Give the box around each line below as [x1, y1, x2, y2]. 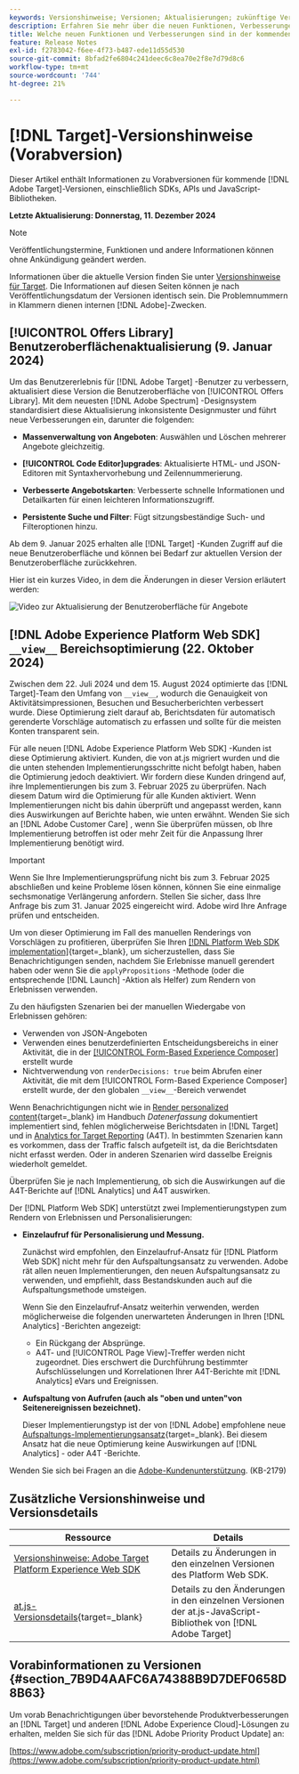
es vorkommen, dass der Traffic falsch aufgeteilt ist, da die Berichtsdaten [9, 1140, 279, 1151]
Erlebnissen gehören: [9, 1011, 87, 1022]
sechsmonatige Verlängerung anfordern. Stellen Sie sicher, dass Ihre [9, 891, 261, 902]
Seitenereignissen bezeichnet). [21, 1403, 141, 1414]
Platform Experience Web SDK [13, 1563, 141, 1576]
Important [9, 855, 45, 866]
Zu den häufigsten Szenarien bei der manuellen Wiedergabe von [9, 1001, 246, 1012]
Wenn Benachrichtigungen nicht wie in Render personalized [9, 1102, 229, 1113]
